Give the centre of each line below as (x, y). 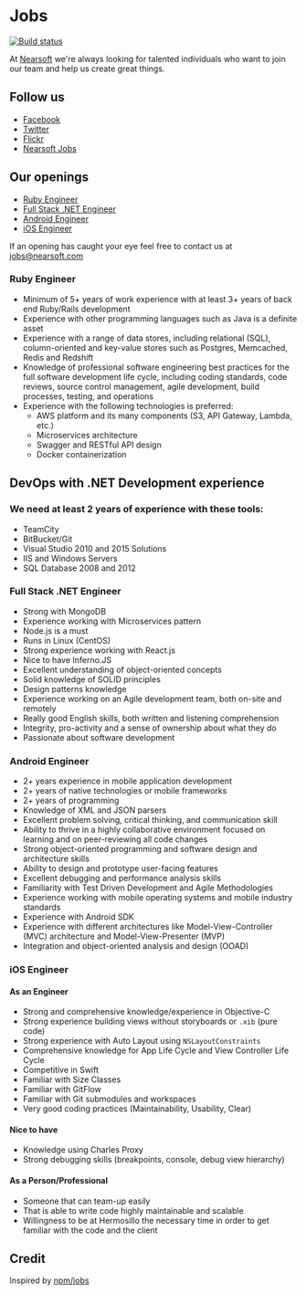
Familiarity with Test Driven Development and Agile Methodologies (148, 888)
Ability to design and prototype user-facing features (121, 869)
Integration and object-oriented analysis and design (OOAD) (136, 946)
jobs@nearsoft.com (47, 256)
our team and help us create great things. (87, 68)
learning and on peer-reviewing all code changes (115, 839)
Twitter (36, 129)
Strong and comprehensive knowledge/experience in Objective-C (146, 1012)
